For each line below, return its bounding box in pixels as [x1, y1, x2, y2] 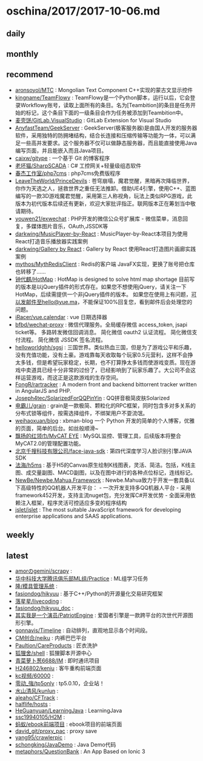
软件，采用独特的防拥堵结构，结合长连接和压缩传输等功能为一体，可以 [15, 131, 191, 139]
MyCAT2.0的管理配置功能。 [15, 440, 84, 447]
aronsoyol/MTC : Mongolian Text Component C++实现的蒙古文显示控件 [15, 86, 193, 93]
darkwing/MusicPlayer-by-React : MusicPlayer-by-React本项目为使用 [15, 230, 188, 237]
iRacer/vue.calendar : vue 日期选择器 [15, 313, 108, 320]
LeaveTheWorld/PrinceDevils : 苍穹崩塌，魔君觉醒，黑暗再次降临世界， [15, 177, 193, 184]
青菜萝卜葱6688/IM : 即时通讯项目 [15, 657, 100, 664]
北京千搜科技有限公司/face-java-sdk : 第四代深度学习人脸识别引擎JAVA [15, 447, 192, 455]
